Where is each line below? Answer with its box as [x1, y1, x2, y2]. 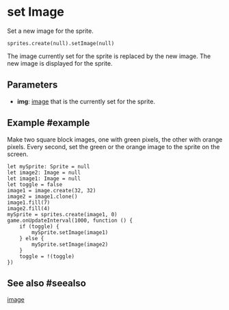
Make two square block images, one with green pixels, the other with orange [7, 135, 223, 144]
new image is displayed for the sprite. [7, 59, 113, 67]
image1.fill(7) [7, 199, 51, 206]
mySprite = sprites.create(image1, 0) [7, 211, 118, 218]
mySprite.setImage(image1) [31, 229, 109, 236]
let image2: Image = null [7, 169, 81, 176]
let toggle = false [7, 181, 63, 188]
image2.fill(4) [7, 205, 51, 212]
